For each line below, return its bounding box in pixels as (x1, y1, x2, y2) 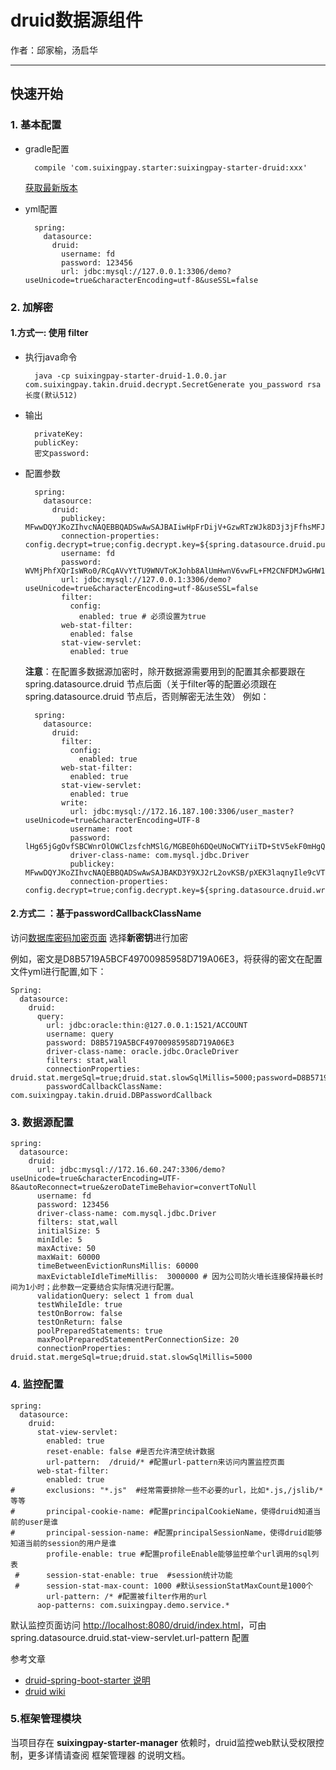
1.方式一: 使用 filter (10, 327, 89, 339)
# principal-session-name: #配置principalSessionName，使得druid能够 (10, 1527, 323, 1538)
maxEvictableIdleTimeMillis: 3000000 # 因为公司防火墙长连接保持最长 (36, 1272, 317, 1282)
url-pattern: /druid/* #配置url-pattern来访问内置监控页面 (46, 1457, 285, 1467)
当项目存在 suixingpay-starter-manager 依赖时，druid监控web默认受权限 (10, 1736, 316, 1748)
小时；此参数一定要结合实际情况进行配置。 (29, 1282, 179, 1293)
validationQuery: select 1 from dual (36, 1291, 195, 1301)
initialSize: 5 (36, 1226, 101, 1236)
